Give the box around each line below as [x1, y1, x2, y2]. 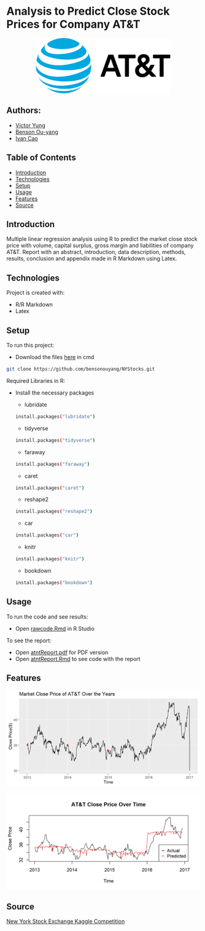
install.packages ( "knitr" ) [15, 556, 85, 562]
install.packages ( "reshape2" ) [15, 508, 93, 515]
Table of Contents [6, 152, 77, 163]
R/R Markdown [15, 301, 53, 308]
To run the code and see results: [6, 612, 88, 620]
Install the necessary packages [15, 388, 95, 396]
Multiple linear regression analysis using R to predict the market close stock [6, 235, 198, 243]
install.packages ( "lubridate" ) [15, 413, 96, 420]
